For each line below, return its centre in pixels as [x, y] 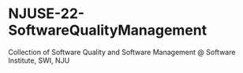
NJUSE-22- [47, 14]
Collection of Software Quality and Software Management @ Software [122, 52]
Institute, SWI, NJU [39, 60]
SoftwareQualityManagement [108, 30]
